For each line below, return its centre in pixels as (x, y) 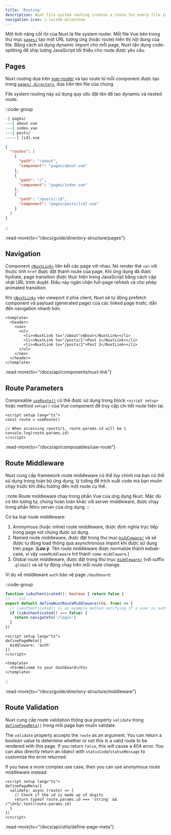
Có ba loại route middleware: (36, 517)
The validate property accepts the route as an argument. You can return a (83, 735)
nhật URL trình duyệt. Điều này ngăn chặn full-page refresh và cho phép (81, 282)
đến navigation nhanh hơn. (33, 308)
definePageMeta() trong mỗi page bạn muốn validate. (61, 725)
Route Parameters (34, 388)
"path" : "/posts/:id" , (43, 199)
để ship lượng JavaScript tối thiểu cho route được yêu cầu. (84, 50)
